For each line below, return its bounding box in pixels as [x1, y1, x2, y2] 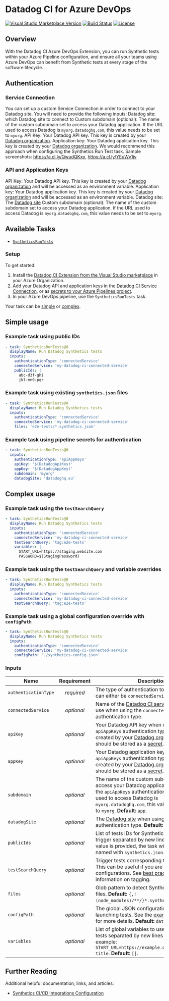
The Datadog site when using [95, 815, 165, 822]
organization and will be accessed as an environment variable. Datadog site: [5, 194, 163, 200]
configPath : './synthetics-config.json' [14, 653, 100, 658]
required [64, 689, 85, 696]
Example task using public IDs [5, 333, 80, 340]
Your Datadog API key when [95, 721, 162, 728]
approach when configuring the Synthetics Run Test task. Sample [5, 148, 141, 154]
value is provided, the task [95, 842, 157, 850]
